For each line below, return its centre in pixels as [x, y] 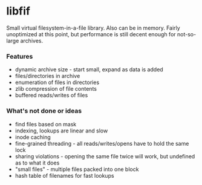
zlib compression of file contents [56, 89]
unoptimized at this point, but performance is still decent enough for [91, 34]
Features [20, 56]
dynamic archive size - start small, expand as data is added [89, 70]
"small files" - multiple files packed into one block [77, 169]
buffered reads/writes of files [51, 96]
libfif [18, 11]
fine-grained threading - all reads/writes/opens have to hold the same [102, 143]
